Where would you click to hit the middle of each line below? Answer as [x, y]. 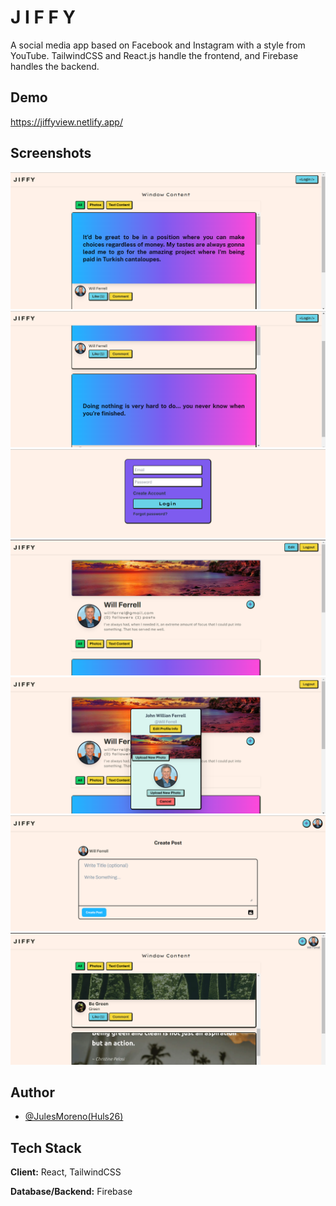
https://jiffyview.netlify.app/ [66, 122]
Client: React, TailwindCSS [66, 1172]
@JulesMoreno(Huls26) [74, 1117]
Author [32, 1092]
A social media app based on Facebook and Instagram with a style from [158, 45]
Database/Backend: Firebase [71, 1192]
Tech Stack [46, 1147]
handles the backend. [55, 66]
